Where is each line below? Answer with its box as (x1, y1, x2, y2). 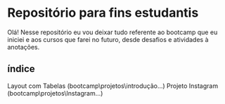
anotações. (7, 43, 40, 51)
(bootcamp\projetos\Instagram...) (7, 89, 103, 97)
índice (7, 63, 35, 75)
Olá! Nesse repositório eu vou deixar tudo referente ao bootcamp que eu (7, 28, 218, 36)
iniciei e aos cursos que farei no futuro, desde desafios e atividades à (7, 35, 209, 43)
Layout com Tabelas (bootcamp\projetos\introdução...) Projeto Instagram (7, 82, 219, 90)
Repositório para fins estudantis (7, 5, 199, 21)
